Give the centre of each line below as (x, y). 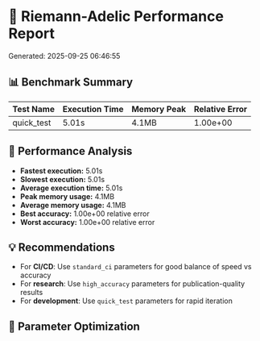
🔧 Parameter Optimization (74, 326)
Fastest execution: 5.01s (61, 170)
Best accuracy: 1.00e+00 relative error (85, 214)
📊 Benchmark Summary (71, 83)
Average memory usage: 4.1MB (73, 205)
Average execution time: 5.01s (71, 188)
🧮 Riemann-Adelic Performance (116, 17)
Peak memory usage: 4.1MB (67, 196)
